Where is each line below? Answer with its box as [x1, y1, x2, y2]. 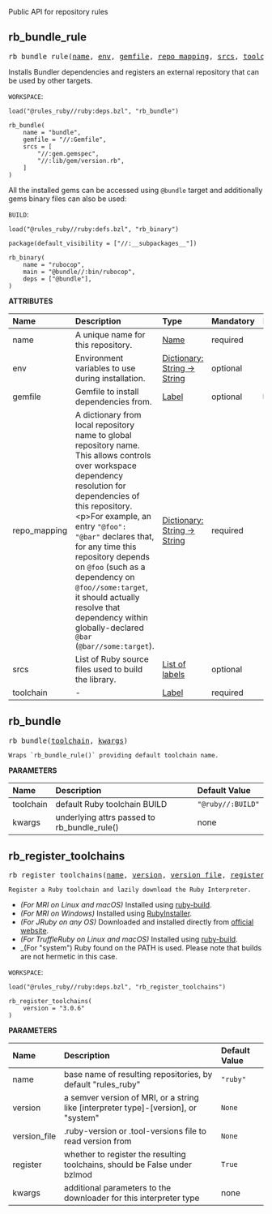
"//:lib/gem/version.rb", [37, 157, 125, 165]
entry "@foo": [75, 521, 127, 532]
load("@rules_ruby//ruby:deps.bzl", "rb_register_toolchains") [8, 983, 227, 992]
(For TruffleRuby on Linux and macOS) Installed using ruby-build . [19, 934, 238, 944]
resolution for [75, 480, 127, 491]
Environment [75, 352, 124, 363]
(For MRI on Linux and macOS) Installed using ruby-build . [19, 900, 212, 910]
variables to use [75, 362, 136, 374]
